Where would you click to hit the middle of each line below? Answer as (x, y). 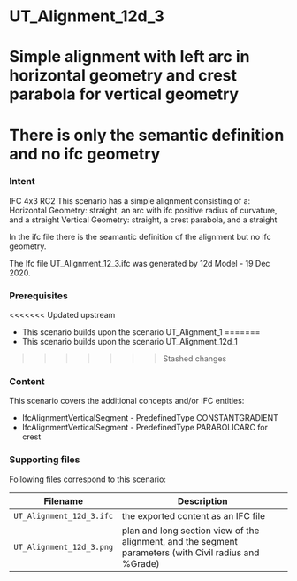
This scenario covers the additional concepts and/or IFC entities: (127, 401)
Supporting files (45, 460)
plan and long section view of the (191, 531)
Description (202, 500)
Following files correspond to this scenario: (88, 479)
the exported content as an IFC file (194, 515)
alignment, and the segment (180, 541)
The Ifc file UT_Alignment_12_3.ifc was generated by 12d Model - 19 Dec (140, 263)
